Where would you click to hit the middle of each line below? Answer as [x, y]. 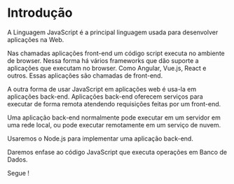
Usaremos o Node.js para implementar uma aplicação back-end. [101, 139]
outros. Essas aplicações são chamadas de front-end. [85, 76]
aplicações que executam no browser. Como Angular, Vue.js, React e [107, 68]
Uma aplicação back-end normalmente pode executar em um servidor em [114, 118]
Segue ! [19, 173]
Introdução [40, 13]
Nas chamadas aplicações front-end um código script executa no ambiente [116, 53]
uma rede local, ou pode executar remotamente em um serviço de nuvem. [114, 125]
